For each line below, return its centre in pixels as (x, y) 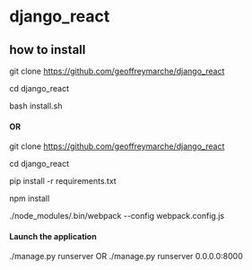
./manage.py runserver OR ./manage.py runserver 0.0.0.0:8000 (126, 257)
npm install (30, 198)
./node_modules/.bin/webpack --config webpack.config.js (117, 216)
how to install (48, 50)
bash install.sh (36, 106)
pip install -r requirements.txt (63, 181)
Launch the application (53, 236)
